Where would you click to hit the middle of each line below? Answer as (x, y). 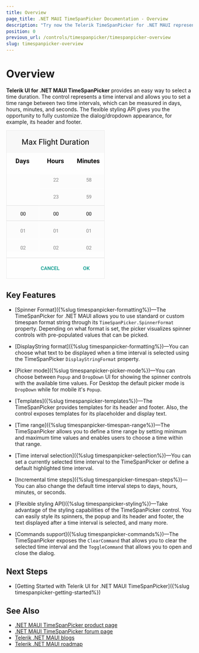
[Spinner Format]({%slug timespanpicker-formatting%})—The (90, 309)
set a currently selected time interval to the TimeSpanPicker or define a (102, 462)
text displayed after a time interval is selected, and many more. (91, 522)
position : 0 (21, 31)
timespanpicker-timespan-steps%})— (141, 479)
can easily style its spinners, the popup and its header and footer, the (99, 516)
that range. (28, 444)
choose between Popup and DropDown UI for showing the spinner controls (103, 376)
